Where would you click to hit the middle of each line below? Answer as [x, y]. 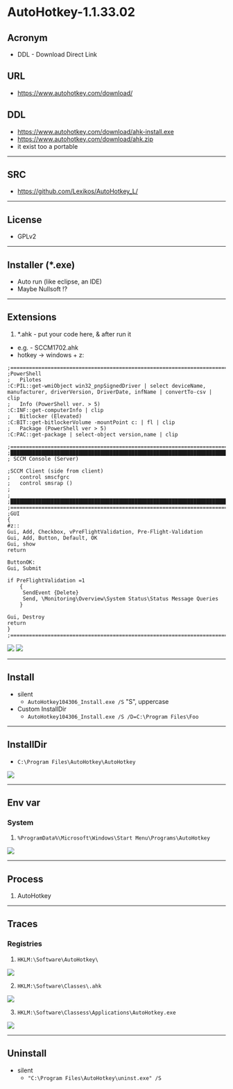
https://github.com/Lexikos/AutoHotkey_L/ [78, 191]
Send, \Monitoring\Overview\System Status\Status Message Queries [120, 598]
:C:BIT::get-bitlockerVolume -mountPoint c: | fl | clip [91, 422]
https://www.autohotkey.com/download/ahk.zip [85, 139]
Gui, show [21, 544]
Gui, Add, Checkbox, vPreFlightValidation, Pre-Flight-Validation [105, 532]
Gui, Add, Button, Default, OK [52, 538]
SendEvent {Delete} [51, 592]
